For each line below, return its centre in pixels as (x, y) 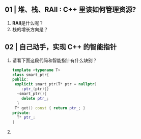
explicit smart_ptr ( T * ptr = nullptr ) (56, 84)
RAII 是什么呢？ (28, 23)
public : (20, 79)
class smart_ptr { (31, 75)
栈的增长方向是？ (30, 29)
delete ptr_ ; (35, 98)
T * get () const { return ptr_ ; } (50, 108)
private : (21, 113)
